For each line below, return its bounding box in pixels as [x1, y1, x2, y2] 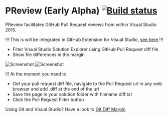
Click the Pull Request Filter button [12, 96, 84, 102]
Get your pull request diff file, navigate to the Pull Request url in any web [12, 80, 162, 86]
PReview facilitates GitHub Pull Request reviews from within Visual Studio [5, 21, 157, 27]
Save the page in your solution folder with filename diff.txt [12, 91, 132, 97]
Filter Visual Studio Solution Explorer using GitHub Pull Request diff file [12, 46, 159, 52]
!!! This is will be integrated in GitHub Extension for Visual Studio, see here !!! [5, 36, 163, 42]
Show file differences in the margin [12, 51, 85, 57]
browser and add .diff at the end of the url [12, 85, 99, 92]
